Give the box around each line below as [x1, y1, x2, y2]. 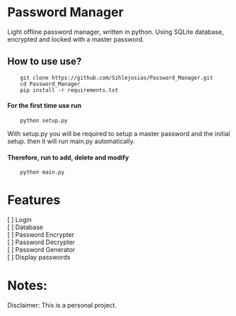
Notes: [7, 278, 48, 293]
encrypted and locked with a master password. [7, 35, 145, 43]
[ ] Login [7, 216, 32, 224]
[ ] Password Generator [7, 245, 76, 254]
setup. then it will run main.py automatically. [7, 137, 136, 145]
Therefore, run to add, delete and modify [7, 153, 129, 162]
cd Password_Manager [20, 80, 81, 87]
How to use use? [7, 56, 82, 68]
